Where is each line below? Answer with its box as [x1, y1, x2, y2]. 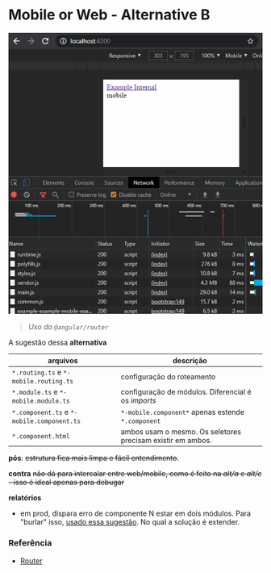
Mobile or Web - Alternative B [8, 6, 211, 24]
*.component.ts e [11, 407, 69, 416]
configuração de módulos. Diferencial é [120, 387, 252, 397]
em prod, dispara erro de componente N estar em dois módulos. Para [19, 508, 252, 518]
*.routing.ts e [11, 367, 62, 377]
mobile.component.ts [11, 417, 81, 425]
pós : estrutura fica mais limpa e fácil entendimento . [8, 454, 180, 463]
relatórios [8, 493, 42, 503]
